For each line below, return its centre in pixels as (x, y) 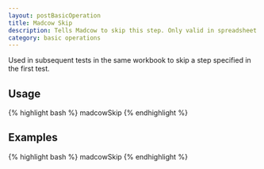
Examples (33, 138)
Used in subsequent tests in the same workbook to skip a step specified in (130, 60)
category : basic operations (55, 38)
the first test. (29, 69)
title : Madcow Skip (40, 23)
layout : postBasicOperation (55, 15)
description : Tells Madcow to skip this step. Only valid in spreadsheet (133, 30)
